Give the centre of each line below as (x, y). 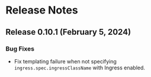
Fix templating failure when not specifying (65, 61)
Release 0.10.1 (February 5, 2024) (68, 32)
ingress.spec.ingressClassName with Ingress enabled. (80, 68)
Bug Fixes (20, 49)
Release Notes (42, 10)
